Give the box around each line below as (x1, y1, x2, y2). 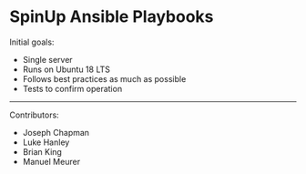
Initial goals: (9, 36, 55, 47)
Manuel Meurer (22, 156, 80, 167)
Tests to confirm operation (22, 83, 123, 94)
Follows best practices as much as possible (22, 73, 187, 84)
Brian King (22, 146, 62, 157)
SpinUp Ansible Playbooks (9, 6, 214, 27)
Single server (22, 54, 73, 65)
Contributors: (9, 109, 59, 120)
